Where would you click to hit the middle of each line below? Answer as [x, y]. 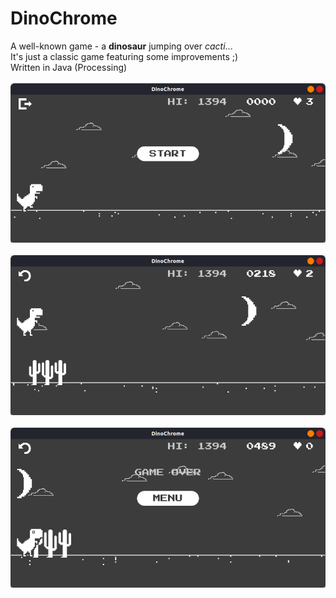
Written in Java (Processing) [69, 67]
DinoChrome [64, 18]
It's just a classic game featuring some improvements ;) [124, 56]
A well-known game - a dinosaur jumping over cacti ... [121, 46]
